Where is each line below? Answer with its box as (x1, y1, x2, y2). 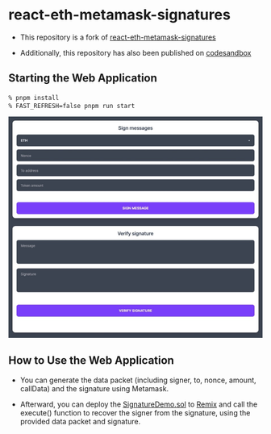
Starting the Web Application (8, 71, 157, 86)
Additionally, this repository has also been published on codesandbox (19, 48, 252, 57)
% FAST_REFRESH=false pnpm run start (8, 102, 135, 110)
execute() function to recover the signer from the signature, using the (19, 407, 251, 417)
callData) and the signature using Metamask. (19, 383, 169, 393)
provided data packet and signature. (19, 416, 141, 426)
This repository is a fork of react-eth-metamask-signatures (19, 32, 216, 42)
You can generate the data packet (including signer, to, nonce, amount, (19, 375, 256, 385)
